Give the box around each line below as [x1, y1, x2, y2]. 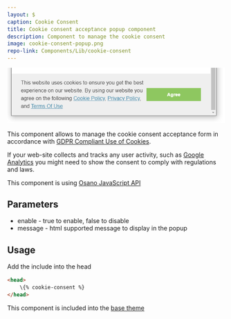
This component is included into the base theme [7, 304, 145, 312]
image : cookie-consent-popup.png [7, 40, 104, 48]
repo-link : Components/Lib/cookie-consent [7, 48, 131, 55]
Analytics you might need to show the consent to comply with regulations [7, 157, 216, 166]
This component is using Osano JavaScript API [7, 178, 141, 186]
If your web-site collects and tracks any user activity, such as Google [7, 151, 204, 159]
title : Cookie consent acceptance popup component [7, 26, 156, 32]
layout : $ [7, 11, 36, 18]
